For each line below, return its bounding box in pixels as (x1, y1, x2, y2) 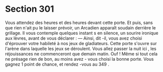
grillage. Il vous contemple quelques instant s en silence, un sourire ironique (5, 30, 159, 36)
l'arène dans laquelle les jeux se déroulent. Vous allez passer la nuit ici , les (5, 46, 157, 51)
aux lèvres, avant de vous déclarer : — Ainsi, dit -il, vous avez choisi (5, 35, 142, 41)
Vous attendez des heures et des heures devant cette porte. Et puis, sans (5, 20, 153, 25)
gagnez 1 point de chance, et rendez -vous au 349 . (5, 61, 109, 67)
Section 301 (5, 3, 54, 15)
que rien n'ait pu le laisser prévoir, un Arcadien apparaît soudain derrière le (5, 24, 156, 30)
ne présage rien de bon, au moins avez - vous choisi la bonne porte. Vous (5, 56, 154, 62)
